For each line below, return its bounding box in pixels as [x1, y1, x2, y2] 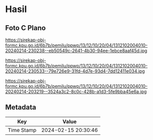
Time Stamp [8, 126, 37, 133]
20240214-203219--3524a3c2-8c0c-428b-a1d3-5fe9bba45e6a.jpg [5, 89, 147, 94]
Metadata [5, 103, 36, 112]
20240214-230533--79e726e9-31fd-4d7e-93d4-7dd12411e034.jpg [5, 68, 145, 74]
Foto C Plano [5, 24, 46, 32]
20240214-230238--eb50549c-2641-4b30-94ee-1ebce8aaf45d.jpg [5, 48, 147, 53]
